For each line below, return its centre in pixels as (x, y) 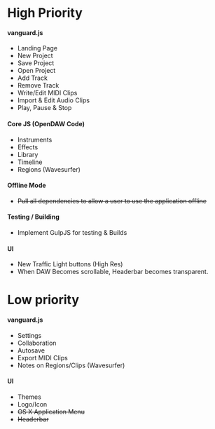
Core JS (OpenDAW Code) (46, 123)
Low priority (43, 300)
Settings (29, 335)
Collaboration (37, 343)
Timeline (30, 162)
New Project (35, 56)
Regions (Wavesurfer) (49, 169)
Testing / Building (33, 217)
